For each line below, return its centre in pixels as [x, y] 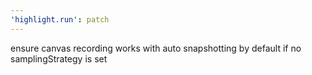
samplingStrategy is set [59, 58]
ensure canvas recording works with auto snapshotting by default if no [156, 48]
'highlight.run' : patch [60, 19]
